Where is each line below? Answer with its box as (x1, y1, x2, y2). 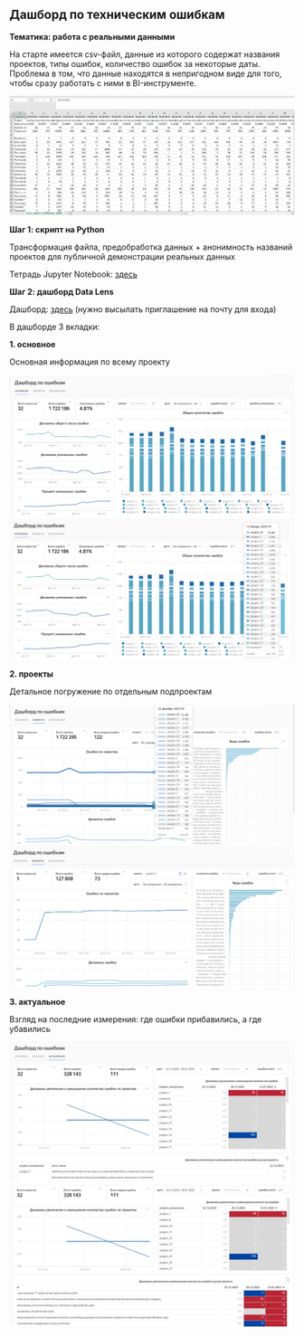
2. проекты (9, 668, 54, 679)
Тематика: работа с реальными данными (9, 31, 176, 42)
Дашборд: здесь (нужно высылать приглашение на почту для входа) (9, 304, 277, 315)
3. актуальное (9, 997, 66, 1008)
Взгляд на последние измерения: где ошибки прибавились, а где (9, 1014, 262, 1025)
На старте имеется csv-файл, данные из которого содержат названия (9, 49, 280, 60)
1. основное (9, 339, 56, 350)
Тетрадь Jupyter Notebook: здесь (9, 269, 138, 280)
